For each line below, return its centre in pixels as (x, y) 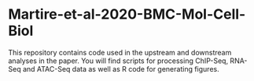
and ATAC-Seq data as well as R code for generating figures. (121, 69)
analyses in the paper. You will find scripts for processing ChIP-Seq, (118, 61)
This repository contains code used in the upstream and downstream (120, 52)
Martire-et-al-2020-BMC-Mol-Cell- (127, 14)
